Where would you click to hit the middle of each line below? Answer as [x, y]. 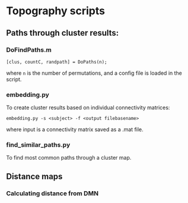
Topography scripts [56, 11]
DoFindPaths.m [29, 50]
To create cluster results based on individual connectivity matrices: [88, 107]
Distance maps [34, 176]
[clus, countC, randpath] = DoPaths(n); [57, 62]
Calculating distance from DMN [52, 193]
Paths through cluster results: [63, 33]
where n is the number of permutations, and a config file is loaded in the [94, 73]
